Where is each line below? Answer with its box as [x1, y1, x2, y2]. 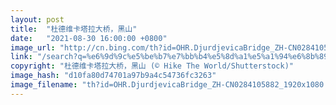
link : [10, 52, 33, 62]
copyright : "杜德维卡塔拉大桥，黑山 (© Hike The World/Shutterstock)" [10, 61, 294, 71]
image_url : [10, 42, 56, 53]
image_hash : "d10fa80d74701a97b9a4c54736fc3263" [10, 71, 217, 81]
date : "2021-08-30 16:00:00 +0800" [10, 33, 168, 43]
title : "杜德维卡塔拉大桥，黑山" [10, 24, 138, 34]
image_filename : [10, 80, 78, 90]
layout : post [10, 14, 65, 25]
